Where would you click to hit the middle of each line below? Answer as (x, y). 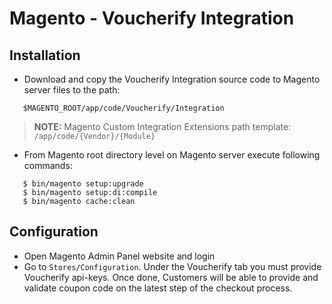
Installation (45, 55)
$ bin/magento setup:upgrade (83, 184)
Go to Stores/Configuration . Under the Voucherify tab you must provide (172, 266)
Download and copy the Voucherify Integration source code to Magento (172, 79)
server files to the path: (72, 90)
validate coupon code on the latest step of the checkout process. (158, 288)
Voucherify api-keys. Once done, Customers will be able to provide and (171, 277)
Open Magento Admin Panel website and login (119, 256)
